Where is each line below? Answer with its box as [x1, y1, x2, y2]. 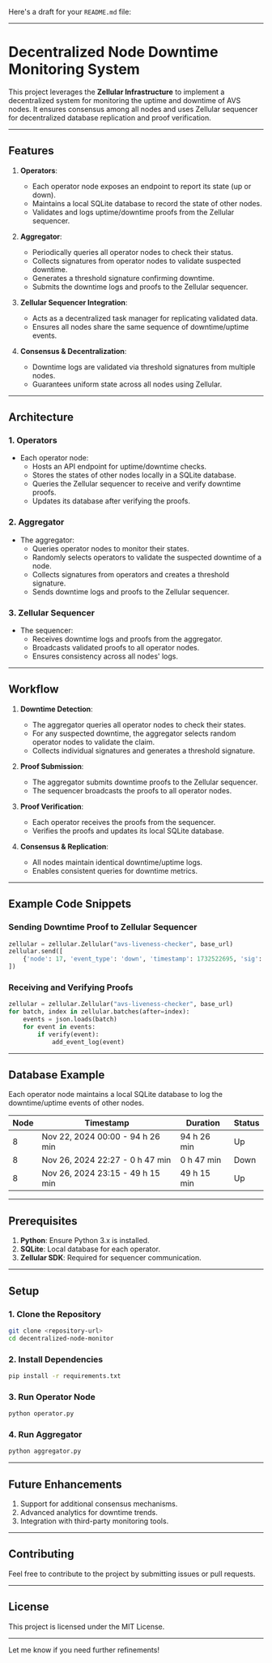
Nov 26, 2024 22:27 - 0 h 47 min [41, 1155, 172, 1166]
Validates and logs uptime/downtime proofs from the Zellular [32, 207, 235, 217]
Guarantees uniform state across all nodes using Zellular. [32, 379, 223, 389]
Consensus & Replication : [19, 841, 109, 851]
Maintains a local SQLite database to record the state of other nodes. [32, 198, 262, 208]
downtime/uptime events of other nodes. [8, 1098, 144, 1108]
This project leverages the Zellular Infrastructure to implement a [8, 87, 225, 97]
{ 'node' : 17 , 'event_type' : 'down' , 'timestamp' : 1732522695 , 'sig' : [23, 955, 263, 963]
